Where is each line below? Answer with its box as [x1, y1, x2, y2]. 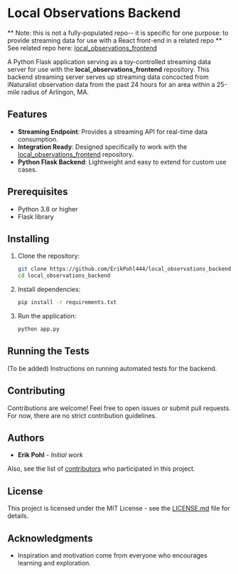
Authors [7, 432, 45, 444]
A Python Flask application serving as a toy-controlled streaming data [7, 57, 212, 66]
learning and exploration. [17, 558, 91, 567]
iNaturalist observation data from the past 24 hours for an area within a [7, 80, 215, 88]
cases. [17, 165, 38, 174]
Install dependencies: [17, 285, 81, 293]
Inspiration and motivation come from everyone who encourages [17, 550, 207, 560]
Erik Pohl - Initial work [17, 451, 83, 459]
